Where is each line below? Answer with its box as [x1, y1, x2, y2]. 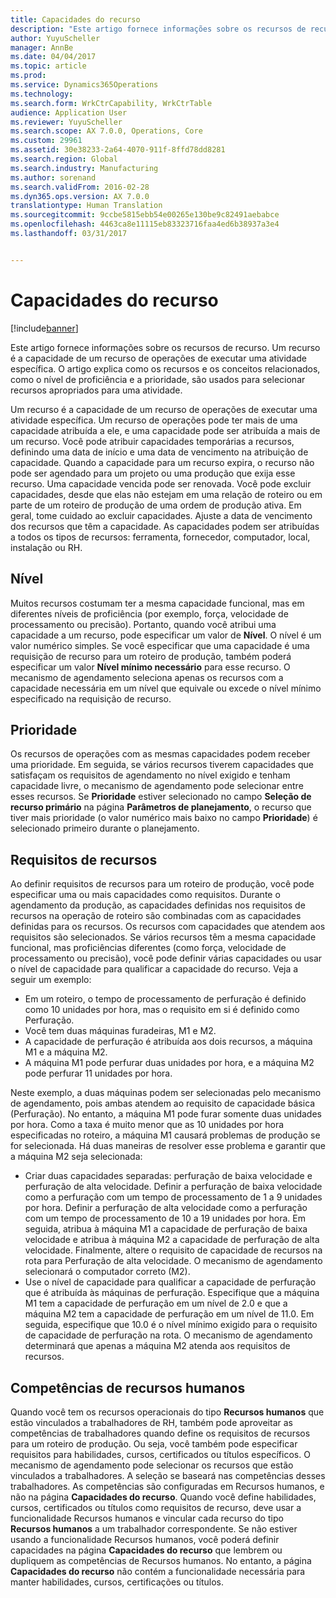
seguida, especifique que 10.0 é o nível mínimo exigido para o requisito [24, 1319, 318, 1331]
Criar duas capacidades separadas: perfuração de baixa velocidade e [24, 1170, 313, 1182]
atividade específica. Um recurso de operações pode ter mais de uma [10, 414, 298, 426]
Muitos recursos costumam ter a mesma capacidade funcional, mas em [10, 597, 305, 609]
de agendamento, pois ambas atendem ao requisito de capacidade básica [10, 1097, 316, 1110]
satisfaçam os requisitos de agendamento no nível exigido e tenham [10, 769, 291, 781]
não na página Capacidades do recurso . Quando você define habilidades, [10, 1491, 317, 1503]
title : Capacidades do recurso [10, 14, 141, 25]
